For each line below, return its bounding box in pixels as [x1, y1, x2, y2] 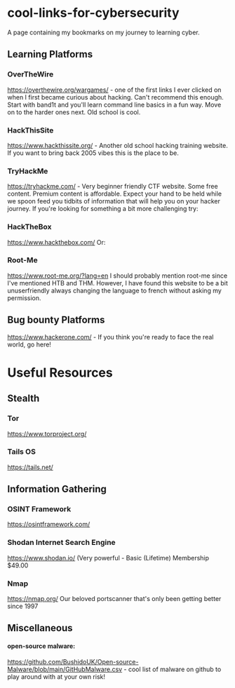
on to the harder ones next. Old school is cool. [7, 107, 141, 116]
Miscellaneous [7, 622, 73, 634]
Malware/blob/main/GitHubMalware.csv [7, 665, 123, 673]
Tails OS [7, 447, 36, 457]
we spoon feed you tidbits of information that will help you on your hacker [7, 197, 221, 205]
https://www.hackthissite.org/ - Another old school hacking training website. [7, 141, 228, 149]
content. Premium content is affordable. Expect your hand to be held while [7, 189, 222, 198]
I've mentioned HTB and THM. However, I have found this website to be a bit [7, 278, 228, 287]
